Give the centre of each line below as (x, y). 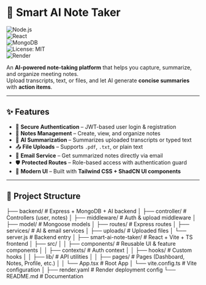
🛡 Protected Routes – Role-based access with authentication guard (101, 162)
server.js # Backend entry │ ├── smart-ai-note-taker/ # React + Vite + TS (100, 237)
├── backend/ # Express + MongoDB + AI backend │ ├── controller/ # (97, 211)
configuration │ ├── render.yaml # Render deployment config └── (91, 270)
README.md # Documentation (45, 276)
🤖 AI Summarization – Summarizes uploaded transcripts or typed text (103, 140)
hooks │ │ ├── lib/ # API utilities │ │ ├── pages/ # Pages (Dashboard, (96, 256)
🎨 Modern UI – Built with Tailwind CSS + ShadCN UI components (98, 171)
